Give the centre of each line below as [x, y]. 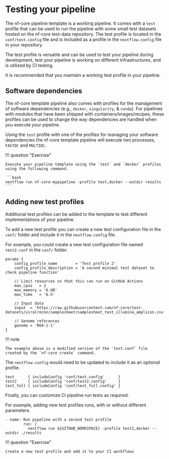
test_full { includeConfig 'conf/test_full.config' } [63, 386]
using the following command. [37, 169]
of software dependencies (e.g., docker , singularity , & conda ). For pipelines [84, 108]
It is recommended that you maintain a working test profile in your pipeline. [83, 75]
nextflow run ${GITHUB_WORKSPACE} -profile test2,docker [89, 428]
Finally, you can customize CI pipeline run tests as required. [67, 395]
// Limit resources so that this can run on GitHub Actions [79, 281]
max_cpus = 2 [30, 286]
